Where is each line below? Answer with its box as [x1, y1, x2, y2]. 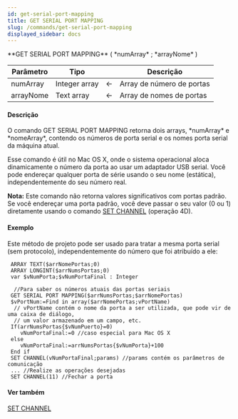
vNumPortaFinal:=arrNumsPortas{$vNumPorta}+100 [20, 342, 164, 349]
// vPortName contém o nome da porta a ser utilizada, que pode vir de [14, 304, 232, 311]
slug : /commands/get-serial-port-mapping [7, 24, 133, 31]
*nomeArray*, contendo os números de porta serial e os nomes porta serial [7, 133, 228, 143]
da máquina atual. [7, 141, 60, 150]
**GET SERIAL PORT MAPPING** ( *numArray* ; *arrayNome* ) [7, 50, 198, 59]
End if [10, 348, 31, 355]
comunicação [7, 360, 43, 368]
